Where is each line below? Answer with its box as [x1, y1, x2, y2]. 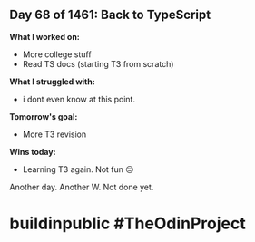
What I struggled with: [9, 76, 95, 87]
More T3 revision [22, 129, 87, 140]
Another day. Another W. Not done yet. [9, 181, 154, 192]
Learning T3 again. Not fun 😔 [22, 163, 134, 175]
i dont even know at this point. [22, 93, 136, 104]
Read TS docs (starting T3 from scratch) [22, 58, 174, 69]
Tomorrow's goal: [9, 111, 78, 121]
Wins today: [9, 146, 56, 157]
